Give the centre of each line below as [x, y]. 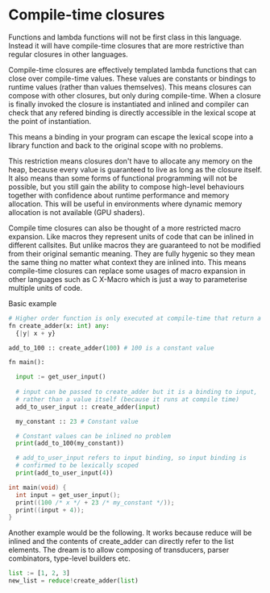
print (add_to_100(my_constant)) [70, 444]
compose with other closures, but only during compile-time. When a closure [135, 95]
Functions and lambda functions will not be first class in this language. [125, 37]
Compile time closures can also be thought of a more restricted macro [125, 228]
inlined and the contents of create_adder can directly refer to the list [121, 541]
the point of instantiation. [50, 121]
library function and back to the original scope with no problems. [116, 145]
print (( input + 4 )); [50, 510]
